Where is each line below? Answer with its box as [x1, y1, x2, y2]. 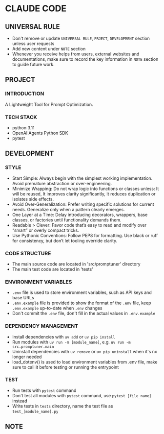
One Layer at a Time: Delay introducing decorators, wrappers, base [12, 212, 148, 217]
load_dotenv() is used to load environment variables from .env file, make [12, 359, 158, 365]
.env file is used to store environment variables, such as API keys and [12, 289, 152, 295]
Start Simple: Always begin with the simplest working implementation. [12, 175, 153, 181]
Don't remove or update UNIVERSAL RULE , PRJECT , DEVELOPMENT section [12, 35, 150, 41]
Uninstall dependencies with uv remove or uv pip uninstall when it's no [12, 348, 158, 354]
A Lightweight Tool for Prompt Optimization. [5, 101, 94, 107]
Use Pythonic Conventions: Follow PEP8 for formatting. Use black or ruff [12, 232, 158, 238]
